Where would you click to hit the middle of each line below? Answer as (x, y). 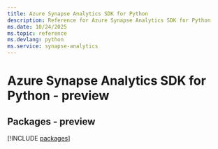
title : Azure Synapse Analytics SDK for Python (78, 14)
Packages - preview (51, 121)
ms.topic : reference (37, 33)
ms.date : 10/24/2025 (37, 27)
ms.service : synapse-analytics (53, 46)
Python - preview (58, 96)
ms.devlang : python (36, 40)
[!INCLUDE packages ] (39, 138)
